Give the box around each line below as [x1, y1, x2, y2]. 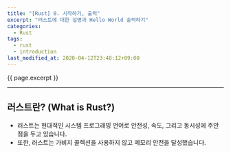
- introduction [13, 49, 57, 56]
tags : [7, 36, 23, 43]
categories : [7, 23, 41, 30]
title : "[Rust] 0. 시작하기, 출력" [7, 10, 100, 17]
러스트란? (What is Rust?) [7, 102, 115, 113]
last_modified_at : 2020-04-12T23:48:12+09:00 [7, 55, 140, 62]
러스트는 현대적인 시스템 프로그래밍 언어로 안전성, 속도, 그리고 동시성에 [16, 121, 206, 129]
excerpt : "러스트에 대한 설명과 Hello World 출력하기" [7, 16, 149, 23]
